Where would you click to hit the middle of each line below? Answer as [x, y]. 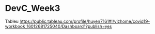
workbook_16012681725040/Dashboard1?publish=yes [59, 26]
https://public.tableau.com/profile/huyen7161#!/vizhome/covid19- [85, 21]
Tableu [12, 21]
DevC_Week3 [33, 8]
